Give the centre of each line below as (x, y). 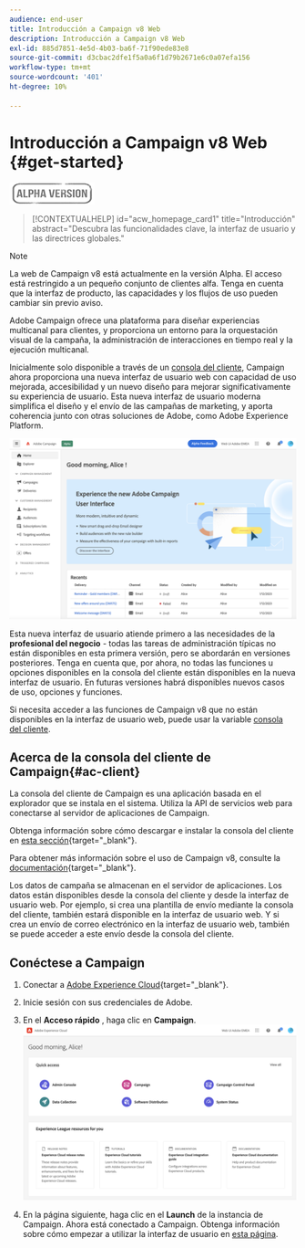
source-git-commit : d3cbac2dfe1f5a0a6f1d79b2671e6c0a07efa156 (130, 58)
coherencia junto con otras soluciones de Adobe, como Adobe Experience (149, 415)
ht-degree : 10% (38, 87)
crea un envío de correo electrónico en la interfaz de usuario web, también (149, 924)
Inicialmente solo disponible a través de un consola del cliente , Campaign (147, 367)
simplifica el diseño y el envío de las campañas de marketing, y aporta (141, 405)
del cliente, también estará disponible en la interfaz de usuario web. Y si (144, 915)
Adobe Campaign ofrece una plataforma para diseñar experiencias (135, 320)
